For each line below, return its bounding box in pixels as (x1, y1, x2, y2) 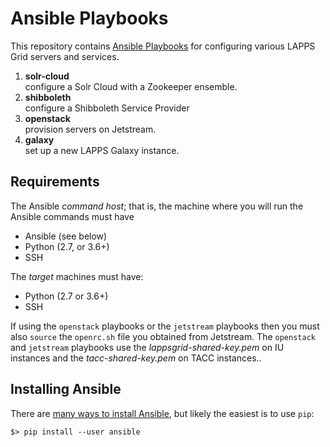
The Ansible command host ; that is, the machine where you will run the (10, 200, 304, 212)
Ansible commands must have (10, 210, 135, 222)
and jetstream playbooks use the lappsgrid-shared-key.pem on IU (10, 341, 285, 353)
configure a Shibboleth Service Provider (24, 102, 190, 114)
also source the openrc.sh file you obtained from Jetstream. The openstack (10, 330, 316, 342)
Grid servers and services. (10, 50, 120, 62)
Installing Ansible (10, 381, 122, 398)
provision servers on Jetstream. (24, 123, 157, 135)
